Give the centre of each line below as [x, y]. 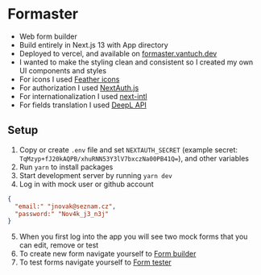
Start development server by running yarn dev [95, 175]
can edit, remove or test [59, 245]
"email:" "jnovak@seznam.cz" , [65, 206]
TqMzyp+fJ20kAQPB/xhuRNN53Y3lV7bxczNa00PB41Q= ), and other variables [134, 158]
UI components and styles [62, 70]
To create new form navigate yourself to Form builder [108, 254]
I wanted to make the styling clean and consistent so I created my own [136, 62]
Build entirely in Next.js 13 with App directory [93, 44]
